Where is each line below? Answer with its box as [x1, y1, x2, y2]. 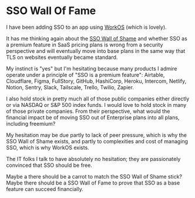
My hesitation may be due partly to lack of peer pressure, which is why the [6, 131, 187, 139]
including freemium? [6, 120, 56, 127]
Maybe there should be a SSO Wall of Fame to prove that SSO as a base [6, 179, 180, 186]
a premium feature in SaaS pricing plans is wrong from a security [6, 41, 163, 48]
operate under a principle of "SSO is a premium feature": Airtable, [6, 71, 165, 78]
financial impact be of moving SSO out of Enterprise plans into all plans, [6, 113, 180, 121]
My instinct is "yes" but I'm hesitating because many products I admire [6, 65, 177, 72]
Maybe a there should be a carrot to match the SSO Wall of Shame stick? [6, 173, 183, 180]
